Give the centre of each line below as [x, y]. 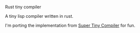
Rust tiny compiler [23, 7]
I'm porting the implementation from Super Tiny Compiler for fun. [70, 25]
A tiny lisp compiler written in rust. [39, 16]
